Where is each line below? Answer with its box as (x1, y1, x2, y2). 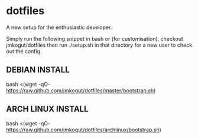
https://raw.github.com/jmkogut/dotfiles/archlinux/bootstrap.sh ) (6, 126, 161, 133)
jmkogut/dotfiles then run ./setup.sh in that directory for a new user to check (6, 41, 193, 49)
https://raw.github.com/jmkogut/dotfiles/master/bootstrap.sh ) (6, 87, 156, 94)
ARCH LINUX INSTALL (6, 104, 89, 114)
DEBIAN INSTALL (6, 65, 70, 75)
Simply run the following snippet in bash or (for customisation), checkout (6, 35, 183, 42)
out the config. (6, 47, 43, 54)
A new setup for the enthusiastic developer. (6, 24, 112, 31)
